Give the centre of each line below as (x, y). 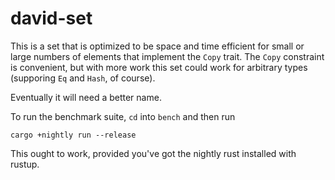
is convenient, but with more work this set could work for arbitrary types (159, 67)
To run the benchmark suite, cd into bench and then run (123, 116)
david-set (51, 18)
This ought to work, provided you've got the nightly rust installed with (153, 153)
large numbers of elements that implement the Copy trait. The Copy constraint (167, 56)
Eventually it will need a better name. (86, 97)
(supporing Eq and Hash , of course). (83, 78)
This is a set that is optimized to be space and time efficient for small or (157, 46)
